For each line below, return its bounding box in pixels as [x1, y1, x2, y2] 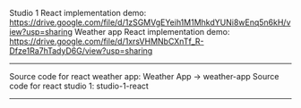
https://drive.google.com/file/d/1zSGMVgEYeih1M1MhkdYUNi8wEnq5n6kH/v [9, 17, 291, 28]
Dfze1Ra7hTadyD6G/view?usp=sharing [9, 46, 153, 56]
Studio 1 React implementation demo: [9, 8, 147, 18]
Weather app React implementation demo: [74, 27, 230, 37]
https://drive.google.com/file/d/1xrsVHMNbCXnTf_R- [9, 36, 204, 46]
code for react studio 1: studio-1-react [9, 80, 150, 91]
